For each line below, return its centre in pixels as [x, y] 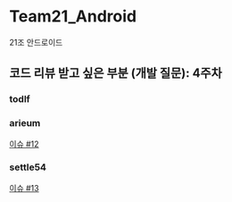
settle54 [28, 167]
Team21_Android [73, 17]
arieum [25, 123]
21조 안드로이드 [36, 42]
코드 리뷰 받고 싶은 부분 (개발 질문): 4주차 [116, 73]
